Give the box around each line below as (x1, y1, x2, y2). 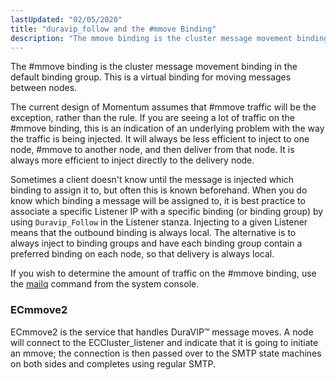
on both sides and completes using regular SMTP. (10, 357, 217, 370)
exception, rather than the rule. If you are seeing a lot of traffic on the (10, 112, 295, 124)
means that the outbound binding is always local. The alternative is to (10, 227, 297, 239)
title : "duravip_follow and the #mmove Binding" (10, 24, 217, 34)
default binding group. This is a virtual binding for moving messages (10, 71, 292, 83)
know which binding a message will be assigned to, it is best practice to (10, 195, 306, 207)
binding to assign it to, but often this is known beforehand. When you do (10, 184, 308, 196)
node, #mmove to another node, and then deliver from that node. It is (10, 144, 295, 156)
